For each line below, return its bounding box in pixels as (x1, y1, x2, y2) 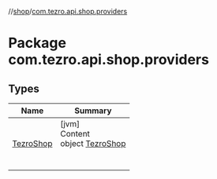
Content (60, 129, 91, 139)
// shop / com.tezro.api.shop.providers (8, 7, 128, 16)
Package (8, 35, 67, 52)
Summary (74, 105, 112, 116)
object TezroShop (60, 138, 126, 148)
